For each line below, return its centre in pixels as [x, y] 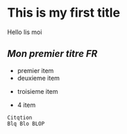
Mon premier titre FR [52, 54]
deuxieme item [39, 78]
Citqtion [20, 117]
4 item [26, 105]
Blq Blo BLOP [26, 124]
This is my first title [63, 13]
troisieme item [37, 91]
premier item [35, 70]
